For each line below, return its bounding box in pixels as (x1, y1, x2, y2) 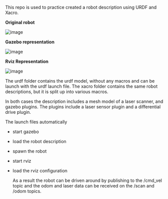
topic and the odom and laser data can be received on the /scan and (12, 183, 155, 188)
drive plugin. (5, 109, 31, 115)
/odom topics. (12, 188, 42, 194)
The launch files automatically (5, 119, 67, 125)
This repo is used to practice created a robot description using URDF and (5, 5, 157, 10)
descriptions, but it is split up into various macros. (5, 89, 109, 95)
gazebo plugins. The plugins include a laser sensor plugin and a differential (5, 104, 161, 110)
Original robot (5, 20, 35, 25)
